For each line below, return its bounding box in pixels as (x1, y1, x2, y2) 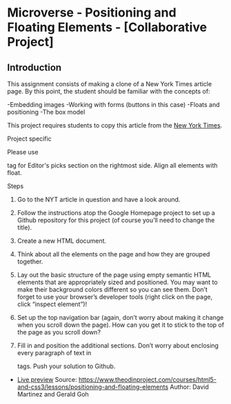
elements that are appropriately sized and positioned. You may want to (17, 278, 219, 286)
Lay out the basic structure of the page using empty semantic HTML (17, 271, 212, 279)
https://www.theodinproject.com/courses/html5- (78, 376, 217, 383)
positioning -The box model (7, 108, 86, 116)
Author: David (170, 383, 209, 391)
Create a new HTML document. (17, 236, 107, 245)
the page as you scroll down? (17, 328, 101, 336)
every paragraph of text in (17, 349, 92, 356)
